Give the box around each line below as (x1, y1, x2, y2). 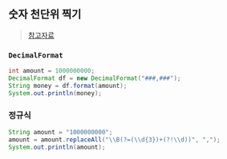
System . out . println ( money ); (8, 89, 103, 97)
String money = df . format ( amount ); (8, 81, 128, 89)
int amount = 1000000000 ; (8, 67, 95, 75)
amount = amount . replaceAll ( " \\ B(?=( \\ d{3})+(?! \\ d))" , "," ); (8, 135, 221, 144)
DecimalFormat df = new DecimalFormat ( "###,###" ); (8, 74, 181, 82)
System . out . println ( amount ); (8, 143, 106, 151)
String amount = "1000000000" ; (8, 128, 113, 136)
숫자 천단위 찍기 (8, 7, 82, 22)
